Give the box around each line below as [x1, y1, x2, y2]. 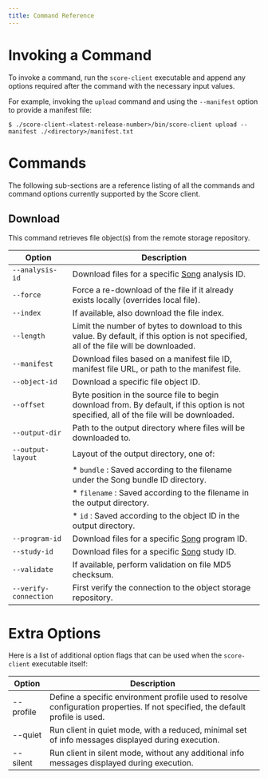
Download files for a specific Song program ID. [72, 533, 247, 544]
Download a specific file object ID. [72, 376, 201, 388]
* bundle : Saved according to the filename [72, 464, 233, 475]
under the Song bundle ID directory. [72, 475, 207, 486]
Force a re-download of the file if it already [72, 284, 234, 296]
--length [12, 332, 45, 340]
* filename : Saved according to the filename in [72, 487, 250, 499]
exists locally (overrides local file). [72, 295, 201, 306]
